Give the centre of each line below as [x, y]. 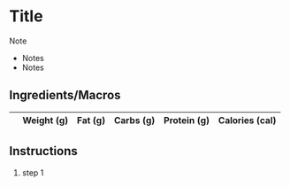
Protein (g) [187, 120]
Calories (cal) [247, 120]
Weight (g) [46, 120]
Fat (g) [91, 120]
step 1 [33, 172]
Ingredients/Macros [65, 95]
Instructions [43, 151]
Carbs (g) [134, 120]
